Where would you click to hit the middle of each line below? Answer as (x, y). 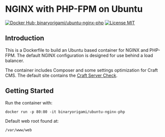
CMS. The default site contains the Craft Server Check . (61, 75)
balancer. (15, 61)
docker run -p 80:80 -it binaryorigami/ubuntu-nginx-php (65, 112)
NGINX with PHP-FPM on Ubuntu (74, 9)
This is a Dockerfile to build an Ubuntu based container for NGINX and (77, 50)
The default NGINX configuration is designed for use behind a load (85, 55)
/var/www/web (19, 130)
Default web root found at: (32, 121)
